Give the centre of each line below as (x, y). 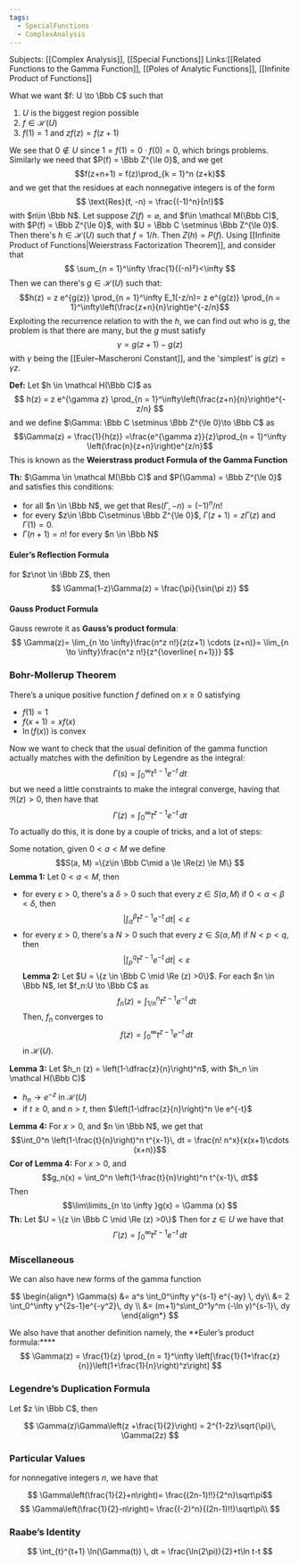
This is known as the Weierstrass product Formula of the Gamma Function (149, 460)
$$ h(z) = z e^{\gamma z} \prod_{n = (82, 399)
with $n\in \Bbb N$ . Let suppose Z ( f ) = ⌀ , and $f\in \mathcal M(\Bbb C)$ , (144, 216)
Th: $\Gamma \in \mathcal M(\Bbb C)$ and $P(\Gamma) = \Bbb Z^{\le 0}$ (146, 478)
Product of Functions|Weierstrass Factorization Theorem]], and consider (143, 246)
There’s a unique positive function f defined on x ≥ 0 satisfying (125, 695)
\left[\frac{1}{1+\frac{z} (237, 1356)
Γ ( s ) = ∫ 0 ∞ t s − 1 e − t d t (150, 774)
